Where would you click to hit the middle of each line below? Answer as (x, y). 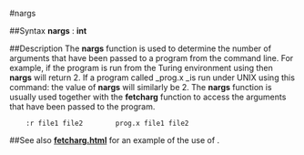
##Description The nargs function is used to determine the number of (140, 48)
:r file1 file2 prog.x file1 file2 (107, 123)
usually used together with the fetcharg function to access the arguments (148, 97)
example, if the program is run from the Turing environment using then (141, 68)
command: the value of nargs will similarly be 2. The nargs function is (141, 87)
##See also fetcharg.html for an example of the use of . (115, 140)
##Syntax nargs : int (48, 31)
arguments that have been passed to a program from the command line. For (152, 58)
